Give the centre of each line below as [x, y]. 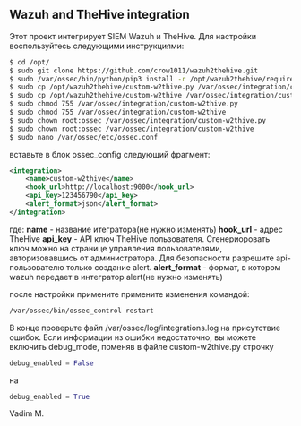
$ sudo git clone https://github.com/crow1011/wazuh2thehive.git [133, 71]
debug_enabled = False [52, 363]
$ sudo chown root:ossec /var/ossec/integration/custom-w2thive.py [138, 120]
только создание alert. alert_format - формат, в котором [173, 267]
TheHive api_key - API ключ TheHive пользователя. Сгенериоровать [140, 239]
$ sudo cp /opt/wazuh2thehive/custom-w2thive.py [102, 87]
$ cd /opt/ [30, 62]
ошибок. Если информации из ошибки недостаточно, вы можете [133, 337]
